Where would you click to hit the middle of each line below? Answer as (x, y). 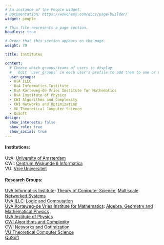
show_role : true (26, 127)
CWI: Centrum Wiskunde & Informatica (44, 163)
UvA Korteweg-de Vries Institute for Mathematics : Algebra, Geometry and (79, 206)
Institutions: (18, 147)
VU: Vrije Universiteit (26, 168)
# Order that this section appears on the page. (55, 41)
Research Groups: (24, 180)
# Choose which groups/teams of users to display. (62, 68)
